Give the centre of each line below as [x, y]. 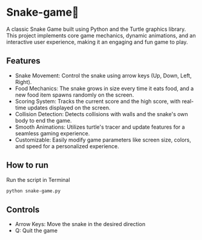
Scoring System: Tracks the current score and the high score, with [98, 101]
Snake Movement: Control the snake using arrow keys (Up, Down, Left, [103, 76]
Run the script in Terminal [38, 180]
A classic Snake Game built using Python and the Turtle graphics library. [96, 29]
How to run [28, 165]
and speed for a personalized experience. [67, 146]
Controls [23, 209]
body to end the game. [43, 120]
